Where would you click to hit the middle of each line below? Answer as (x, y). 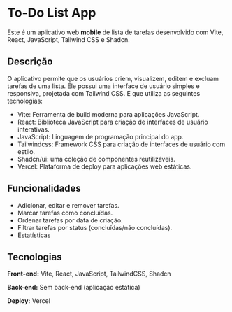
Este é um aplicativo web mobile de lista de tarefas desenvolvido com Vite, (115, 32)
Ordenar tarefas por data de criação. (70, 220)
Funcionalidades (44, 189)
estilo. (26, 151)
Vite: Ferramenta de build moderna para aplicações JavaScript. (108, 114)
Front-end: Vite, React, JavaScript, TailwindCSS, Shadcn (89, 274)
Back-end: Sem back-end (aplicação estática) (74, 288)
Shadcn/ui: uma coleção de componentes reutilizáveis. (96, 159)
